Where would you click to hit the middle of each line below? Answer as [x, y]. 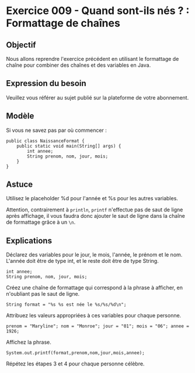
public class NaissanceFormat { [45, 141]
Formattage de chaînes [63, 23]
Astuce [20, 185]
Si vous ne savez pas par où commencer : [56, 130]
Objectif [21, 45]
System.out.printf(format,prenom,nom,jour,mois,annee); [75, 353]
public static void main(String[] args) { [69, 146]
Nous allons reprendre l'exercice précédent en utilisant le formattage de [93, 59]
